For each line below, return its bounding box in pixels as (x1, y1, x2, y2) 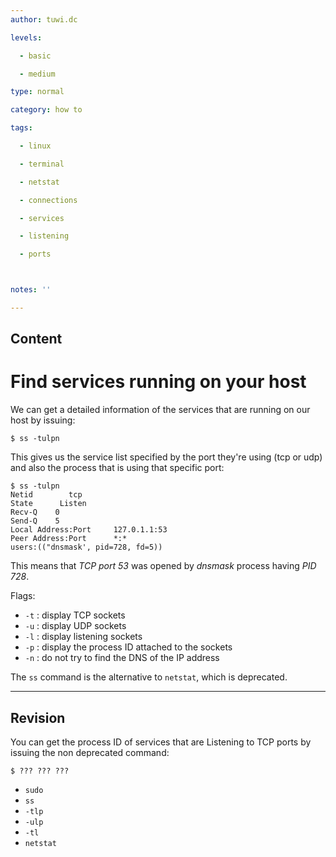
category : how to (10, 105, 83, 115)
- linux (19, 141, 52, 151)
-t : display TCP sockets (24, 609, 126, 621)
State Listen (10, 499, 87, 509)
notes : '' (10, 285, 52, 295)
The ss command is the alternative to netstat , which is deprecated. (10, 671, 288, 683)
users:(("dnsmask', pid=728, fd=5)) (10, 542, 163, 553)
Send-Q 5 (10, 516, 60, 526)
